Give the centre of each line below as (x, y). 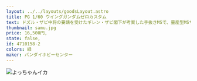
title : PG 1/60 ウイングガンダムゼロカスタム (56, 17)
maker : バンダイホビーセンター (40, 55)
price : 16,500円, (27, 33)
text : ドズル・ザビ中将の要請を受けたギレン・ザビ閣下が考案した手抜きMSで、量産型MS (98, 22)
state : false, (23, 38)
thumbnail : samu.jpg (31, 28)
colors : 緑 (19, 50)
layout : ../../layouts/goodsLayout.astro (57, 11)
